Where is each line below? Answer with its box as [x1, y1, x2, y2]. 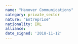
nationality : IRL [5, 21, 42, 27]
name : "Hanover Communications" [5, 7, 73, 13]
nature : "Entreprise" [5, 17, 51, 22]
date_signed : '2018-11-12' [5, 31, 62, 36]
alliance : [5, 26, 26, 31]
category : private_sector [5, 12, 60, 17]
